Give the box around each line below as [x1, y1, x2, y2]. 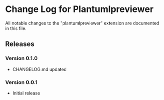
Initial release [12, 90, 40, 96]
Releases [5, 40, 35, 48]
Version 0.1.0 [5, 55, 38, 62]
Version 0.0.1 [5, 78, 38, 85]
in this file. [5, 25, 27, 31]
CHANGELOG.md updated [12, 66, 67, 72]
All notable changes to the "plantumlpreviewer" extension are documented [5, 20, 159, 26]
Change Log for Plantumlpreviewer [5, 3, 154, 15]
